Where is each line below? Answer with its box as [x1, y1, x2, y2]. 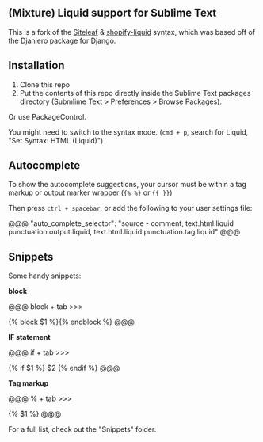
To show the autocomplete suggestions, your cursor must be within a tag [8, 180, 247, 189]
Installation [8, 59, 65, 72]
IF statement [8, 333, 51, 342]
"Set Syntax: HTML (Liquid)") [8, 135, 104, 145]
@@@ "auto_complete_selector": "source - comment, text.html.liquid [8, 219, 234, 228]
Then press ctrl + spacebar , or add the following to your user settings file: [8, 204, 253, 213]
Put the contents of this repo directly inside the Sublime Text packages [19, 88, 251, 97]
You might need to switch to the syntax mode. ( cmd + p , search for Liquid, [8, 127, 249, 137]
